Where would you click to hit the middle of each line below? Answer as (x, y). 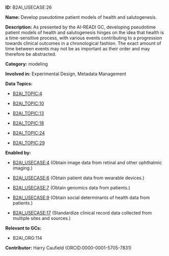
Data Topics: (19, 84)
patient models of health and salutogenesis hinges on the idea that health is (85, 32)
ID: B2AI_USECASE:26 (29, 7)
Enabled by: (18, 153)
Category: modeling (27, 64)
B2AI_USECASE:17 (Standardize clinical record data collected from (82, 213)
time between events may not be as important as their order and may (78, 49)
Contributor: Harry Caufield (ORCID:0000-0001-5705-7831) (68, 248)
